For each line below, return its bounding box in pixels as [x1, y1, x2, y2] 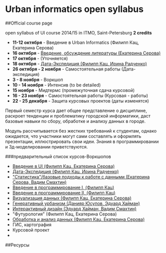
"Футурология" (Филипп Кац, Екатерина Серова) [12, 211, 117, 217]
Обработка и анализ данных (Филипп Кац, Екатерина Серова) [12, 216, 145, 222]
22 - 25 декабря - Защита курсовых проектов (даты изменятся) [12, 97, 150, 103]
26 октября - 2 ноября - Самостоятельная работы [12, 66, 121, 72]
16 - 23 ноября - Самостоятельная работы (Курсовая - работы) [12, 92, 149, 98]
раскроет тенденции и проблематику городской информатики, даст [5, 112, 151, 118]
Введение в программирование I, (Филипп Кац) [12, 184, 115, 190]
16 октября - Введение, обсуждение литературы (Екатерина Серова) [12, 50, 161, 56]
